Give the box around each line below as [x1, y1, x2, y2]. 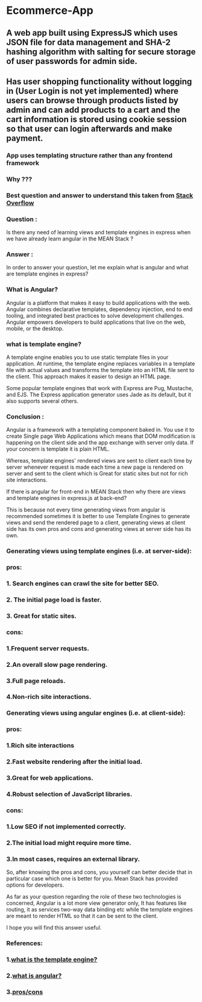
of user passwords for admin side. [6, 56, 137, 66]
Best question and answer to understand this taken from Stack [6, 191, 194, 199]
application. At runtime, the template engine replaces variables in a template [6, 360, 195, 367]
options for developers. [6, 881, 65, 888]
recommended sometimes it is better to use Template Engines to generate [6, 513, 190, 520]
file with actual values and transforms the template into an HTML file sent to [6, 366, 195, 373]
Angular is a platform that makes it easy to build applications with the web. [6, 299, 191, 306]
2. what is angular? [6, 971, 62, 980]
